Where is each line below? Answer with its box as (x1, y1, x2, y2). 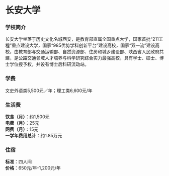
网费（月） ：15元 (5, 126, 39, 132)
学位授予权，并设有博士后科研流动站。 (9, 61, 89, 67)
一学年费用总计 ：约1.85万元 (5, 133, 62, 139)
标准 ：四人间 (5, 159, 32, 165)
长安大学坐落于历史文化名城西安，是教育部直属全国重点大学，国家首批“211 (5, 36, 159, 42)
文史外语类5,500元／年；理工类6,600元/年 (5, 87, 93, 94)
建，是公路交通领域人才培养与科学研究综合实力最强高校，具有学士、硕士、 (5, 55, 159, 61)
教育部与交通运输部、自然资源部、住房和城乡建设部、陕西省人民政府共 (18, 49, 164, 55)
